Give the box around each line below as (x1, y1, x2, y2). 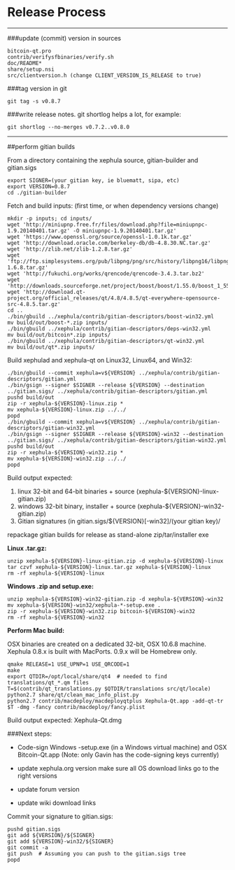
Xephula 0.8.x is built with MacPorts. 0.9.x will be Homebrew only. (7, 647, 197, 655)
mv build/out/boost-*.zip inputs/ (7, 319, 108, 326)
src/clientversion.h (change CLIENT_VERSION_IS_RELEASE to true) (7, 71, 201, 79)
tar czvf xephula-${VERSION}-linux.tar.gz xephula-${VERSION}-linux (7, 563, 211, 570)
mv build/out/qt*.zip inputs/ (7, 344, 96, 351)
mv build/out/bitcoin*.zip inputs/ (7, 331, 111, 338)
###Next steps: (7, 729, 52, 738)
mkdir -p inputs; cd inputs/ (7, 215, 92, 222)
